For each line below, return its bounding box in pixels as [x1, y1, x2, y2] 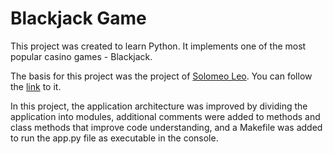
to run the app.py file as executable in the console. [10, 132, 219, 144]
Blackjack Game [10, 7, 147, 30]
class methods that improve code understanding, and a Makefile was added [10, 121, 323, 133]
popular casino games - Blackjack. [10, 50, 153, 62]
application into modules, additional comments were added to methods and [10, 110, 321, 122]
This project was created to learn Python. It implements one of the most [10, 40, 307, 52]
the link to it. [10, 80, 62, 92]
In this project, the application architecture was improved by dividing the [10, 100, 308, 112]
